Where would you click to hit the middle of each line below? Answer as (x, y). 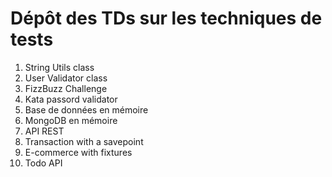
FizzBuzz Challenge (66, 88)
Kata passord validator (71, 99)
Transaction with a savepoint (84, 141)
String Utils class (59, 67)
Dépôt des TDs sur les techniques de (166, 18)
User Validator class (66, 78)
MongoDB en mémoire (71, 120)
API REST (44, 131)
